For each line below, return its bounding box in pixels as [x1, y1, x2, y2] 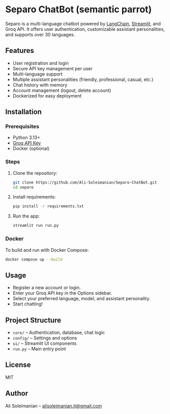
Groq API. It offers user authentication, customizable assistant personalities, [5, 26, 165, 32]
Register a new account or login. [12, 285, 81, 291]
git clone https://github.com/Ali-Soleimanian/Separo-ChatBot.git [12, 180, 157, 185]
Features [5, 46, 34, 55]
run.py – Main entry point [12, 346, 66, 352]
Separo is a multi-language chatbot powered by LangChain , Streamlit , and [5, 21, 161, 27]
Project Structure [5, 316, 61, 324]
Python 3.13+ [12, 134, 41, 141]
